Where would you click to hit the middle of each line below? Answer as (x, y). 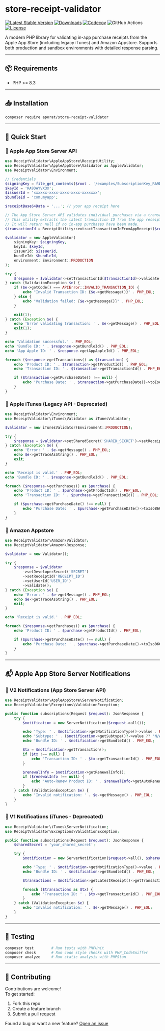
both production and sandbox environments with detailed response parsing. (82, 48)
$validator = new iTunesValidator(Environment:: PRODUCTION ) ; (69, 427)
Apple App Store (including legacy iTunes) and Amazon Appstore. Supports (82, 42)
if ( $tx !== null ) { (44, 754)
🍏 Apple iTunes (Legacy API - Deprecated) (56, 404)
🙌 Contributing (28, 977)
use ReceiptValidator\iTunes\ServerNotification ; (57, 827)
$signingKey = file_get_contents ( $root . (48, 184)
